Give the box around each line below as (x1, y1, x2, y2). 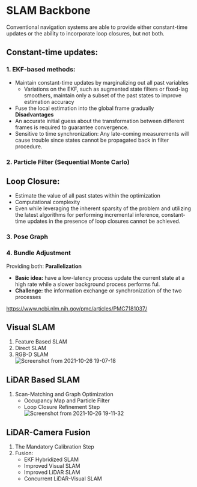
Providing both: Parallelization (6, 262, 82, 270)
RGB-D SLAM (14, 351, 49, 358)
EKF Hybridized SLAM (23, 456, 79, 463)
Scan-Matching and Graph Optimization (14, 391, 114, 398)
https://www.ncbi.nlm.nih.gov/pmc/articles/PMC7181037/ (6, 304, 148, 312)
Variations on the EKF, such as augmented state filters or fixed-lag (23, 85, 189, 92)
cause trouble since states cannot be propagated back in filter (14, 136, 169, 144)
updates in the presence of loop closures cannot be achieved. (27, 217, 181, 225)
